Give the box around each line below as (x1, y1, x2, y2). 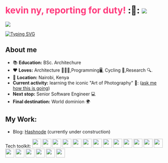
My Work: (5, 115, 37, 124)
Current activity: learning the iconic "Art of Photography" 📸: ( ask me (12, 80, 157, 86)
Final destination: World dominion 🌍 (12, 99, 90, 105)
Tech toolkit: (5, 143, 31, 149)
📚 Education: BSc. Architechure (12, 59, 81, 66)
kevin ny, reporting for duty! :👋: (5, 5, 140, 16)
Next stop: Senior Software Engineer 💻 (12, 91, 96, 97)
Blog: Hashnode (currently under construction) (12, 128, 111, 135)
